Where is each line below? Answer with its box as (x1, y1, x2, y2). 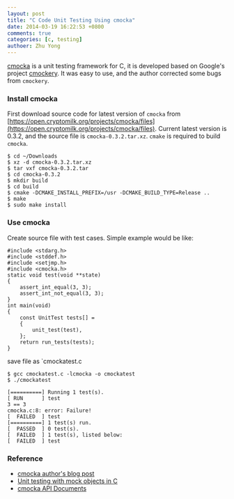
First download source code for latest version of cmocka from (7, 109, 181, 118)
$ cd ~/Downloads (7, 153, 58, 160)
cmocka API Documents (17, 484, 87, 492)
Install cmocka (7, 93, 58, 103)
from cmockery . (7, 77, 50, 84)
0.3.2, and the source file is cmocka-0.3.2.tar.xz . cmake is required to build (7, 132, 221, 140)
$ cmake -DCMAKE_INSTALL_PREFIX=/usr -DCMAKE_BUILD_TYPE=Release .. (7, 190, 210, 197)
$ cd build (7, 183, 39, 190)
